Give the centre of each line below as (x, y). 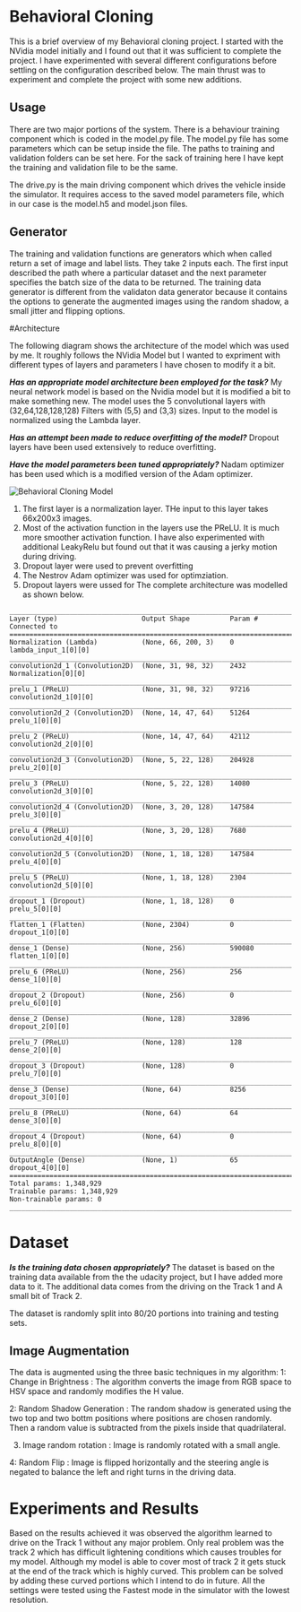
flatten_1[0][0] (39, 956)
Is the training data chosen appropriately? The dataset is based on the (142, 1267)
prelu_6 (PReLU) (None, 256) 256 (126, 971)
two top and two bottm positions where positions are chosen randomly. (141, 1418)
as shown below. (53, 594)
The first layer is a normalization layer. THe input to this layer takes (145, 508)
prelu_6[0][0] (36, 1003)
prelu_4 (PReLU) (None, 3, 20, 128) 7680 (128, 830)
